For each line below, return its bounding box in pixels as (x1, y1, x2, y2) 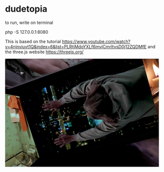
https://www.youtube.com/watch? (61, 38, 131, 44)
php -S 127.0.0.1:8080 (5, 29, 48, 35)
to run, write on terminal (5, 20, 54, 25)
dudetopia (5, 3, 48, 15)
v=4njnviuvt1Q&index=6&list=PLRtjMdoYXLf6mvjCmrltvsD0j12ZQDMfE (5, 43, 147, 49)
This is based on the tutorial (5, 38, 61, 44)
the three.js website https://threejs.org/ (5, 49, 84, 55)
